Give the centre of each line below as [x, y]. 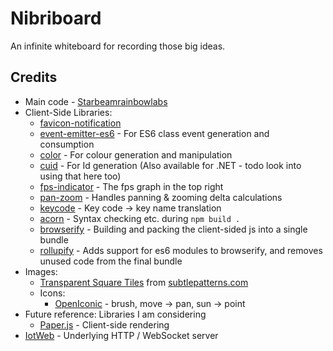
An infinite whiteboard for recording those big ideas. [118, 46]
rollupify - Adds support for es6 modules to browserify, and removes [181, 250]
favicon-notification [80, 123]
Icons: [52, 293]
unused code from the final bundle [111, 261]
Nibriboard [56, 18]
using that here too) [80, 176]
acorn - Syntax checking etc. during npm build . [140, 218]
